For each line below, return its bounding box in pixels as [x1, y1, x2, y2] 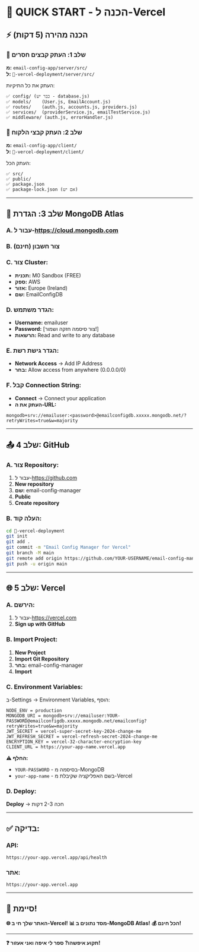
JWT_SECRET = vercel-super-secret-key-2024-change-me [6, 728, 142, 734]
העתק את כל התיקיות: [6, 81, 55, 88]
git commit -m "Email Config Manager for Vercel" [6, 545, 131, 551]
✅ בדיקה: [6, 823, 40, 833]
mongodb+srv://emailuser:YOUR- [43, 713, 120, 719]
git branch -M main [6, 550, 54, 556]
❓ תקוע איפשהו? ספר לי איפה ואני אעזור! [6, 940, 101, 947]
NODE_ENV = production [6, 707, 62, 713]
